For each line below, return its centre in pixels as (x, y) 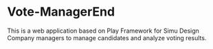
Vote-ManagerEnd (61, 12)
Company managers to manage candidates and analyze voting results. (107, 37)
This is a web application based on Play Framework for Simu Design (103, 31)
